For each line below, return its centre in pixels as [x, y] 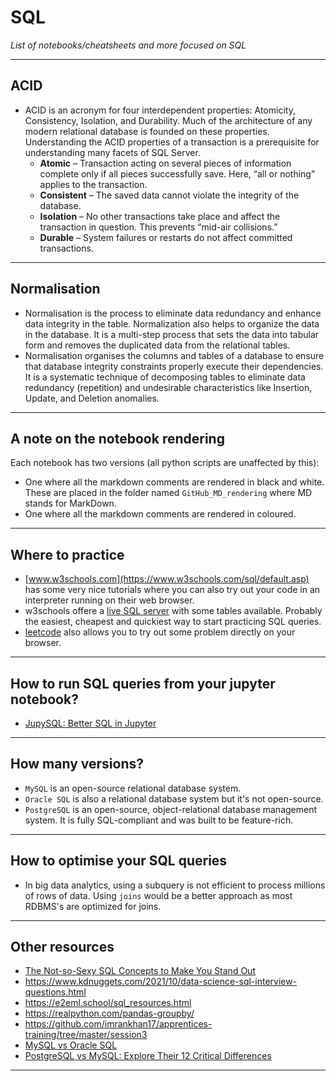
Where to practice [67, 554]
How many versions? [77, 764]
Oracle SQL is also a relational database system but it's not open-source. [174, 798]
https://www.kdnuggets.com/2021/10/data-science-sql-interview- [161, 982]
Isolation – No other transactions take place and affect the [160, 216]
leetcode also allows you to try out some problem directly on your [160, 632]
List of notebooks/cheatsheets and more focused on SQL [128, 45]
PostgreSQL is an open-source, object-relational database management [171, 809]
